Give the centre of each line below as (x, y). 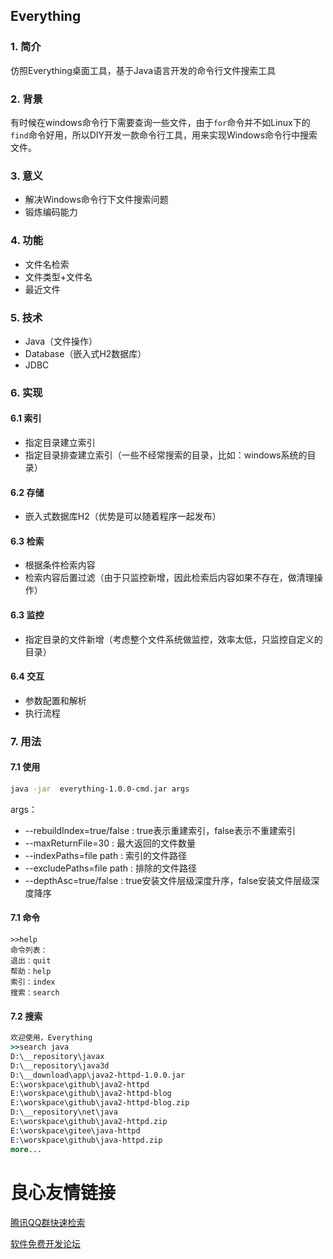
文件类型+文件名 (58, 276)
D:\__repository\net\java (64, 1112)
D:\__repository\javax (57, 1056)
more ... (26, 1149)
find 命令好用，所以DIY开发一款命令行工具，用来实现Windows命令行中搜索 (164, 135)
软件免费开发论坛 (45, 1243)
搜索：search (35, 993)
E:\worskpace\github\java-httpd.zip (86, 1140)
